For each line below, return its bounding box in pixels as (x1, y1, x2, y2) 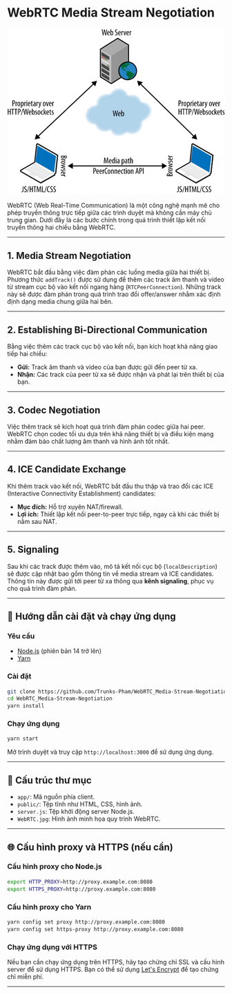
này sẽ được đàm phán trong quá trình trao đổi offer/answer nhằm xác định (7, 290, 221, 298)
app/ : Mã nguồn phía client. (17, 792, 95, 801)
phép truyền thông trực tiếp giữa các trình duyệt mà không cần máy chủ (7, 208, 212, 217)
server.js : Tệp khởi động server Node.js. (17, 808, 135, 816)
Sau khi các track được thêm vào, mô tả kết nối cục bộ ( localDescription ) (7, 562, 217, 570)
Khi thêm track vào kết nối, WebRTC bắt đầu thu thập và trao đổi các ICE (7, 482, 214, 490)
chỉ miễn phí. (7, 972, 43, 981)
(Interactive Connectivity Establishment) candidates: (7, 489, 157, 498)
